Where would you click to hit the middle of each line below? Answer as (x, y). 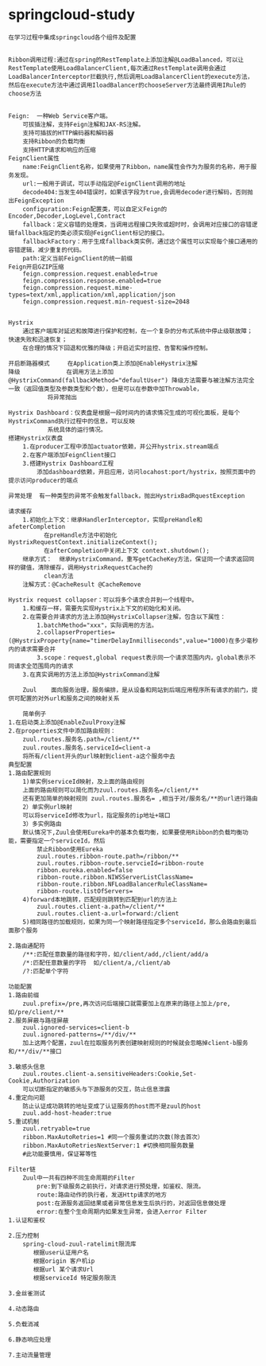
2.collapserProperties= (76, 632)
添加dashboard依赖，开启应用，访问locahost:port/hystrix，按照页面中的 (146, 472)
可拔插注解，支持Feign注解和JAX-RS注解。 (83, 124)
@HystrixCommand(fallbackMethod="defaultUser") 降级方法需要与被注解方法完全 (131, 380)
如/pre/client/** (37, 1012)
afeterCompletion (37, 526)
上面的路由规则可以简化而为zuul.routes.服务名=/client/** (111, 790)
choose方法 (25, 93)
